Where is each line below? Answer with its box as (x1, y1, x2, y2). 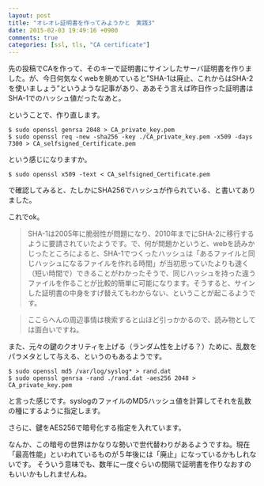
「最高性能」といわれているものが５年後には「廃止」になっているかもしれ (8, 450, 251, 459)
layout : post (8, 11, 51, 20)
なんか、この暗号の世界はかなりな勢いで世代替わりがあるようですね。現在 (8, 440, 251, 450)
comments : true (8, 33, 58, 42)
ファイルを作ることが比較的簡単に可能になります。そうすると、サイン (27, 279, 255, 288)
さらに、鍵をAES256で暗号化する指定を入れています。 (8, 423, 186, 432)
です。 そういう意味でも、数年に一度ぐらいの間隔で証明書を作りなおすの (14, 460, 251, 469)
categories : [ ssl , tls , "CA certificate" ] (8, 41, 150, 49)
